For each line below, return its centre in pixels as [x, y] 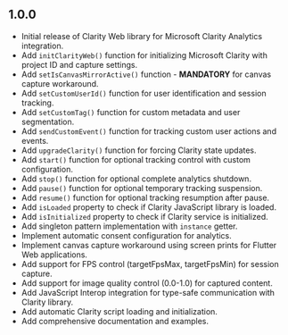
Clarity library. [47, 302]
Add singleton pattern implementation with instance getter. [129, 226]
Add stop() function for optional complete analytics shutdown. [136, 179]
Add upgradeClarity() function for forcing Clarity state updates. [139, 150]
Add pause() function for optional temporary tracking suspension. [142, 188]
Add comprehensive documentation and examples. [115, 321]
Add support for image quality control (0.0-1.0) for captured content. [147, 283]
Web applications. [54, 255]
